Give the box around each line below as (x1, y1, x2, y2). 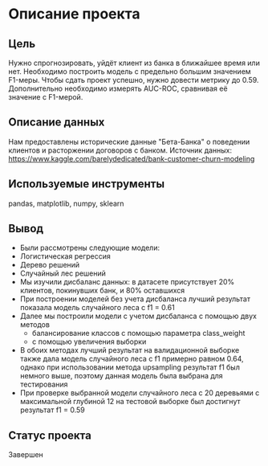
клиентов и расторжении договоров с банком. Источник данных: (8, 145, 233, 155)
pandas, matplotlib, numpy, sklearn (8, 198, 124, 208)
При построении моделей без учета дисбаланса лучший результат (19, 294, 251, 304)
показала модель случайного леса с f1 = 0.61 (19, 303, 175, 313)
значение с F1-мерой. (8, 92, 83, 101)
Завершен (8, 450, 44, 460)
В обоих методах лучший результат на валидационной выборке (19, 345, 240, 355)
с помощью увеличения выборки (31, 337, 147, 346)
